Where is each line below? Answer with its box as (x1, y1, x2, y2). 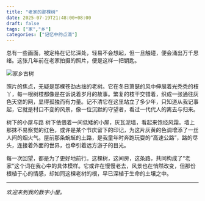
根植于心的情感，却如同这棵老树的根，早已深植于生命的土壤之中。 (6, 170, 172, 177)
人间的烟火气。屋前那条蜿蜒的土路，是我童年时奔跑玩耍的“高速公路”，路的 (6, 134, 193, 141)
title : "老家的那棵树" (6, 9, 59, 15)
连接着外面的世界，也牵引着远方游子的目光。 (16, 142, 129, 149)
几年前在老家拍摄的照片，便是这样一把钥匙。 (27, 57, 140, 64)
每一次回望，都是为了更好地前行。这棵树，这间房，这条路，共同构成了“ (6, 155, 185, 162)
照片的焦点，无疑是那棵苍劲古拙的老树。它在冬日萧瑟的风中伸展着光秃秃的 (6, 83, 193, 90)
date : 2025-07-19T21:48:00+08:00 (6, 15, 92, 21)
